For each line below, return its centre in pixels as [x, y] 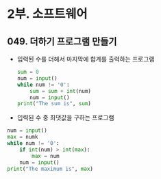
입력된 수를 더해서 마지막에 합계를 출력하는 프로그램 [86, 59]
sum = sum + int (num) [60, 91]
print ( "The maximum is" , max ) [50, 169]
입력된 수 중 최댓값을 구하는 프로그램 [65, 118]
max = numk [23, 137]
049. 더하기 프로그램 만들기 [62, 41]
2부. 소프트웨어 [47, 14]
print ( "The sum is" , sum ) [54, 104]
